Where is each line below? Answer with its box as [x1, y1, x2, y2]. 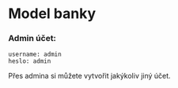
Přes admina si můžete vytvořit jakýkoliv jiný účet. [8, 71, 172, 81]
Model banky [8, 5, 97, 23]
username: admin [8, 50, 62, 59]
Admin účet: [8, 33, 57, 44]
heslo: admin [8, 57, 51, 65]
